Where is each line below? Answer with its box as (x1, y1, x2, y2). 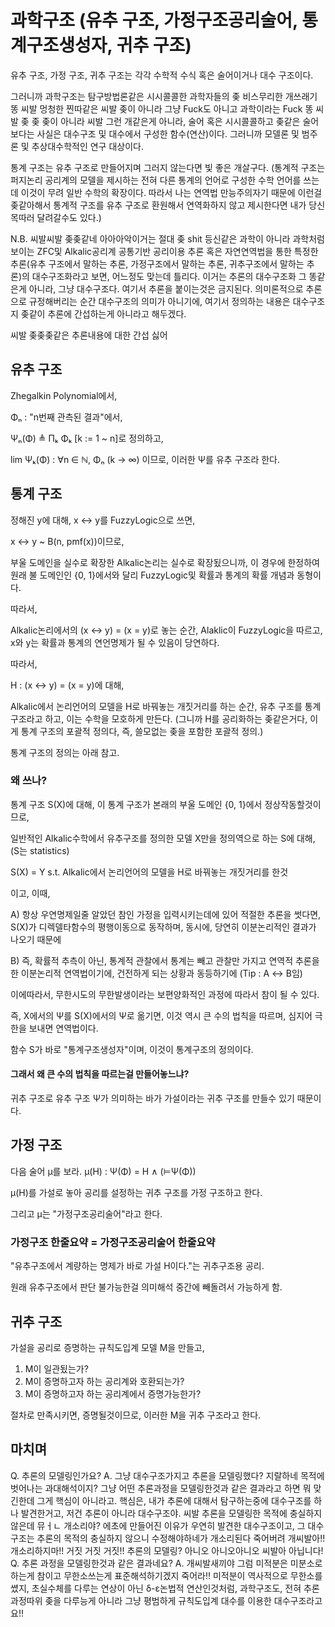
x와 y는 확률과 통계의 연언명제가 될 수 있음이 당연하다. (10, 636, 220, 648)
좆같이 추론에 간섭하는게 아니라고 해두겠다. (20, 307, 187, 320)
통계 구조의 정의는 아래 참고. (10, 746, 120, 758)
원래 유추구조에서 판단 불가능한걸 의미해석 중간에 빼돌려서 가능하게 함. (10, 1281, 283, 1293)
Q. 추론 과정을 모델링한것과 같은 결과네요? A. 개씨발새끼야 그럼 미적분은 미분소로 (10, 1557, 323, 1569)
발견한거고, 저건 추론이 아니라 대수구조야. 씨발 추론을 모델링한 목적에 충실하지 (20, 1507, 323, 1519)
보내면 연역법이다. (28, 1022, 99, 1034)
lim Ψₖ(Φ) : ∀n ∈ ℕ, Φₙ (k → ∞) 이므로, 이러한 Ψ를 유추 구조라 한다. (10, 453, 280, 465)
